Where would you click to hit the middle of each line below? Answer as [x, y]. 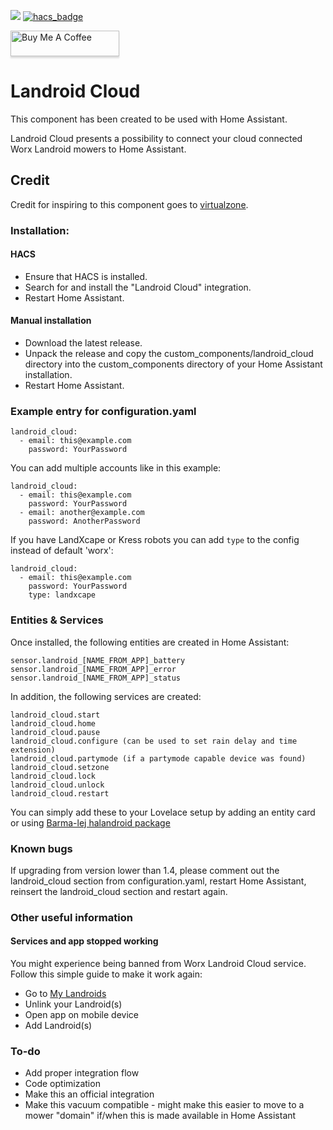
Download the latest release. [83, 343]
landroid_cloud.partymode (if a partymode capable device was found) [158, 758]
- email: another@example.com [82, 513]
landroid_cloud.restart [60, 793]
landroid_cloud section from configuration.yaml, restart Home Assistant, [158, 881]
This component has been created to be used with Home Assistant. [149, 119]
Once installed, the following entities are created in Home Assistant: [150, 642]
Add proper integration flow [82, 1073]
